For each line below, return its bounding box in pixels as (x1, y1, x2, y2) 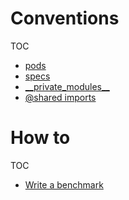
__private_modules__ (24, 80, 110, 92)
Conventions (10, 7, 120, 30)
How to (10, 127, 71, 149)
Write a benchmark (24, 178, 104, 191)
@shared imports (24, 91, 97, 103)
